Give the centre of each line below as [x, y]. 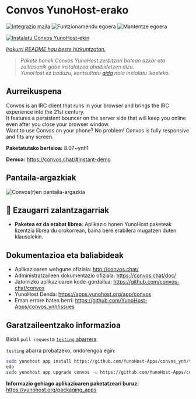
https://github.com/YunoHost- [111, 301]
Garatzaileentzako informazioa [63, 325]
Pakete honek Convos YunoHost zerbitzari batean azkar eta [93, 60]
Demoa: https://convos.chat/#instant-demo [58, 159]
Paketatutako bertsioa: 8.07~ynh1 [47, 148]
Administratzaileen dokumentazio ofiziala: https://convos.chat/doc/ [95, 275]
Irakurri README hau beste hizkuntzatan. [56, 49]
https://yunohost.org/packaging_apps [51, 390]
